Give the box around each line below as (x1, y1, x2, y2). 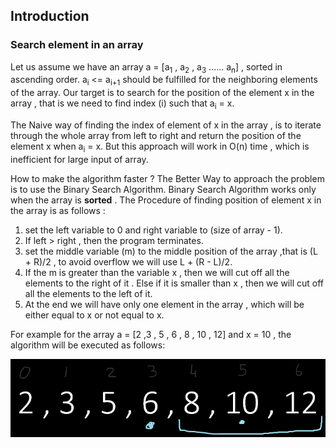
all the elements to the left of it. (24, 287, 153, 299)
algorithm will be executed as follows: (10, 339, 166, 351)
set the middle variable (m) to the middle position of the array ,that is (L (24, 245, 318, 257)
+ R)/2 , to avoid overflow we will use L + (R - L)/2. (24, 255, 233, 268)
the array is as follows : (10, 204, 106, 216)
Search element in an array (10, 38, 144, 52)
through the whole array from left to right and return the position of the (10, 130, 302, 142)
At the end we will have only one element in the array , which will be (24, 298, 305, 310)
